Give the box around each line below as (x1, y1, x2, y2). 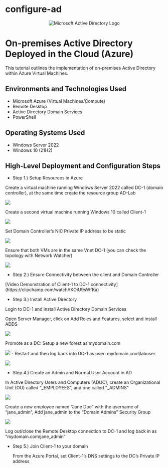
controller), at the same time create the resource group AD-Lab (5, 190, 136, 196)
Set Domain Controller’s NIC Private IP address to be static (5, 228, 126, 234)
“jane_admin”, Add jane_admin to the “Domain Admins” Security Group (5, 409, 151, 415)
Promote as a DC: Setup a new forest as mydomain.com (5, 340, 121, 346)
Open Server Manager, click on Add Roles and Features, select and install (5, 316, 157, 322)
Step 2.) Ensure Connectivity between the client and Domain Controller (12, 272, 159, 278)
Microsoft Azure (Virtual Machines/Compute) (12, 98, 106, 104)
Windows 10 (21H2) (12, 147, 53, 153)
